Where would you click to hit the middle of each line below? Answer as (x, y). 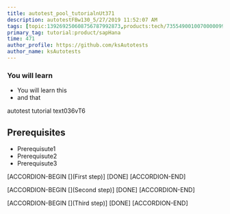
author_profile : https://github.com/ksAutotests (78, 45)
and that (29, 98)
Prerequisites (36, 132)
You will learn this (42, 90)
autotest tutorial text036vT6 (46, 111)
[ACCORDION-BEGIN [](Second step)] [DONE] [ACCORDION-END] (101, 189)
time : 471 (21, 39)
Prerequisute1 (36, 148)
